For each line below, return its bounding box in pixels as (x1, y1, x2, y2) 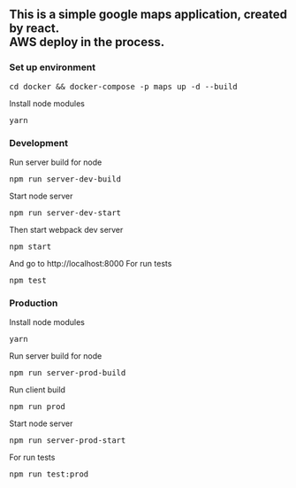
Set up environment (9, 61, 95, 74)
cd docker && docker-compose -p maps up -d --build (9, 81, 239, 91)
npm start (9, 241, 51, 252)
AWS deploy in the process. (9, 35, 165, 50)
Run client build (9, 384, 66, 395)
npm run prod (9, 402, 66, 412)
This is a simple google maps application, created (9, 7, 287, 22)
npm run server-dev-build (9, 174, 122, 184)
